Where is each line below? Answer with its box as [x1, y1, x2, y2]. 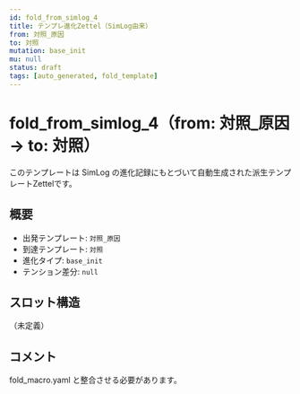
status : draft [9, 64, 63, 73]
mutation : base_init [9, 47, 87, 56]
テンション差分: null [21, 266, 99, 276]
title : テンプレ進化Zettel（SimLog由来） [9, 22, 152, 31]
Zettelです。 [32, 178, 78, 188]
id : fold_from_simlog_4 [9, 13, 99, 22]
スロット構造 [9, 294, 81, 310]
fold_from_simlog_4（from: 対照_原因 [9, 113, 290, 133]
